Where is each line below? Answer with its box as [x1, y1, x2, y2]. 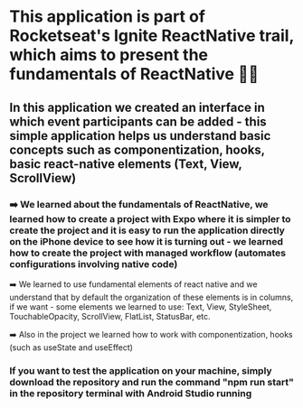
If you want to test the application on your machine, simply [9, 364, 273, 376]
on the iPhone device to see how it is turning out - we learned [9, 235, 283, 247]
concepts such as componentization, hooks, [9, 142, 265, 157]
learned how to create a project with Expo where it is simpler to [9, 212, 291, 225]
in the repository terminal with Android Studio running [9, 386, 252, 399]
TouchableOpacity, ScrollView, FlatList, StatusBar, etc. [9, 311, 211, 321]
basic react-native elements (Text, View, [9, 156, 242, 172]
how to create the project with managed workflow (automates [9, 246, 287, 259]
